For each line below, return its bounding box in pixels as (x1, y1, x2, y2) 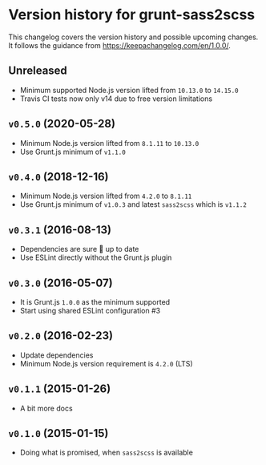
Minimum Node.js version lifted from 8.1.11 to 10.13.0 (19, 138, 199, 148)
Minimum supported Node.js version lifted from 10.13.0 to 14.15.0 (19, 85, 239, 95)
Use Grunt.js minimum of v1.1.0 (19, 147, 126, 156)
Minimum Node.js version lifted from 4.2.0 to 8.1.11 (19, 191, 192, 201)
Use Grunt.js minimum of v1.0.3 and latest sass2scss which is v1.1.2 (19, 200, 247, 209)
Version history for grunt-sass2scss (8, 6, 256, 24)
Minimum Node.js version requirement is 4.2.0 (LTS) (19, 358, 194, 368)
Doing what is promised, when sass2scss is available (19, 447, 194, 458)
